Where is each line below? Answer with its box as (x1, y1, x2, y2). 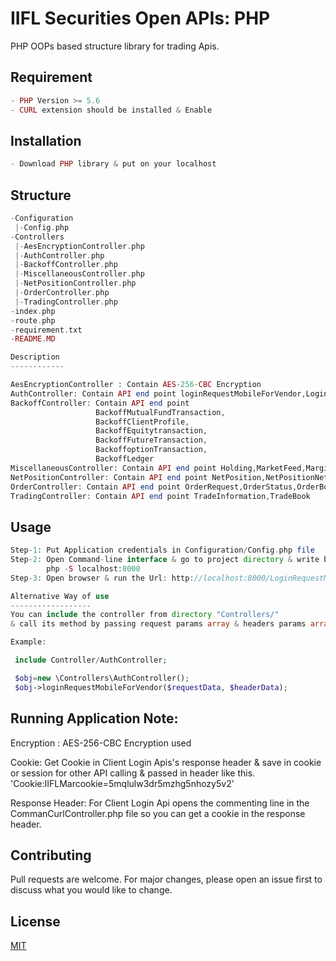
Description (10, 352, 60, 362)
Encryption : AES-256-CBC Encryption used (10, 737, 192, 749)
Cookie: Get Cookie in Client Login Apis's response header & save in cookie (10, 756, 322, 768)
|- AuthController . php (14, 250, 105, 261)
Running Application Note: (10, 710, 179, 727)
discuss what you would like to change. (10, 884, 173, 896)
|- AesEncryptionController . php (14, 241, 145, 251)
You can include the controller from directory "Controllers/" (10, 610, 280, 620)
